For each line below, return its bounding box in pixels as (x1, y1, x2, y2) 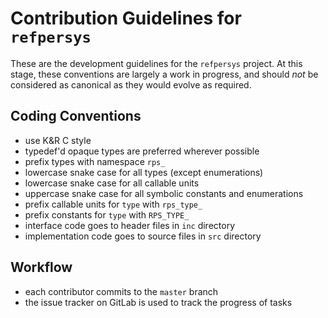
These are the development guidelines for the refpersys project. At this (10, 57, 303, 69)
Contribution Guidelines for (10, 7, 242, 30)
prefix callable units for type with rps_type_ (24, 198, 203, 210)
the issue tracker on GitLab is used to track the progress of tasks (24, 296, 293, 308)
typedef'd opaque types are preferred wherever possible (24, 145, 260, 157)
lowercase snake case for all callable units (24, 177, 200, 189)
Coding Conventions (10, 108, 142, 125)
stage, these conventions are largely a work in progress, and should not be (10, 68, 319, 80)
